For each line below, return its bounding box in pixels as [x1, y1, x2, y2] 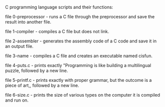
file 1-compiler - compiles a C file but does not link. [5, 29, 110, 34]
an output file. [5, 43, 34, 49]
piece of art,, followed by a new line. [5, 82, 79, 88]
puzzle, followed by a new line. [5, 68, 68, 73]
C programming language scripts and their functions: [5, 4, 113, 10]
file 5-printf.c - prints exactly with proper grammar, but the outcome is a [5, 77, 152, 83]
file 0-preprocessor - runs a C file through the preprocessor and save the [5, 14, 155, 19]
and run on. [5, 97, 29, 103]
